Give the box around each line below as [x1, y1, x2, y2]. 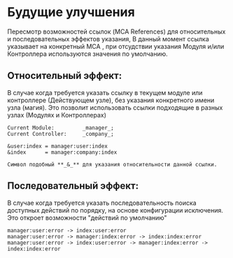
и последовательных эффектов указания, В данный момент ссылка [7, 34, 210, 43]
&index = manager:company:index [7, 148, 118, 156]
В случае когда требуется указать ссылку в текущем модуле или [7, 88, 203, 96]
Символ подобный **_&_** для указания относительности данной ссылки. [7, 161, 218, 168]
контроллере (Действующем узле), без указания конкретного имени [7, 96, 215, 104]
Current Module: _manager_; [7, 124, 114, 131]
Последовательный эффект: [7, 180, 139, 192]
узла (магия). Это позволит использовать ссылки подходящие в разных [7, 103, 223, 112]
